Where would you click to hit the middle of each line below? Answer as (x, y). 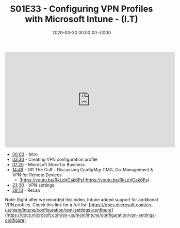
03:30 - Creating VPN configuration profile (55, 159)
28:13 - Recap (26, 190)
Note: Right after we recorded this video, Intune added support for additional (82, 199)
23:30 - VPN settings (33, 185)
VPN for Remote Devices (37, 175)
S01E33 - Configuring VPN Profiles (82, 9)
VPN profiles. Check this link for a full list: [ (48, 205)
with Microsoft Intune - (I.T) (82, 19)
